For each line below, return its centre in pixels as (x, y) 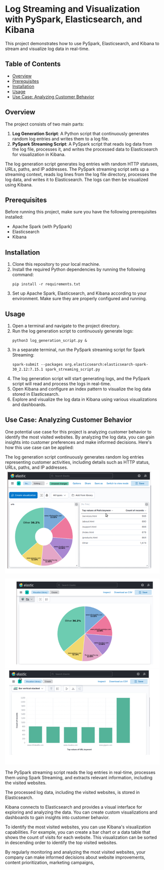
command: (23, 275)
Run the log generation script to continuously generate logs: (73, 331)
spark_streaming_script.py (73, 369)
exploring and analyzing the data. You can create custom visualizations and (81, 812)
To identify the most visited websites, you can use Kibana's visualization (78, 827)
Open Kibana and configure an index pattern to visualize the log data (82, 389)
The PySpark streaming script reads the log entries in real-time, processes (80, 772)
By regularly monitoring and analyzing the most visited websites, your (75, 852)
